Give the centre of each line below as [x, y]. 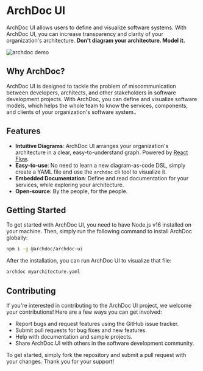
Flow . [22, 158]
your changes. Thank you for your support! [60, 361]
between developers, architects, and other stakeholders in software [91, 93]
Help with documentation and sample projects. [74, 336]
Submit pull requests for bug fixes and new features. [81, 330]
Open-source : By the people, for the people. [71, 191]
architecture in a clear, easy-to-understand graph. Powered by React [101, 152]
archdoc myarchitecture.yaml [43, 272]
